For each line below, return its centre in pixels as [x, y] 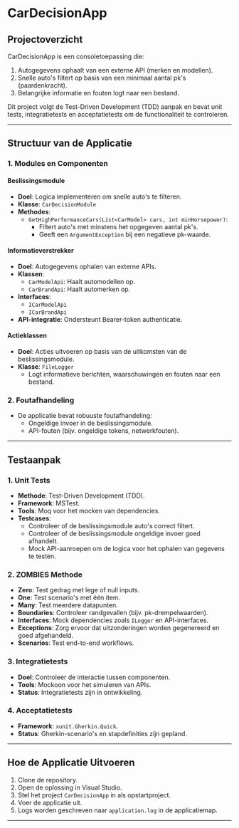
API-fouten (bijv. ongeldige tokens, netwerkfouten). [103, 431]
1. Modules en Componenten [58, 164]
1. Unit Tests [29, 480]
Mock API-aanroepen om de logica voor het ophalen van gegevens [127, 548]
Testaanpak [34, 460]
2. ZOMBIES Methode [45, 575]
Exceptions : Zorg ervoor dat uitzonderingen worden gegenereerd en [118, 628]
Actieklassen [27, 335]
